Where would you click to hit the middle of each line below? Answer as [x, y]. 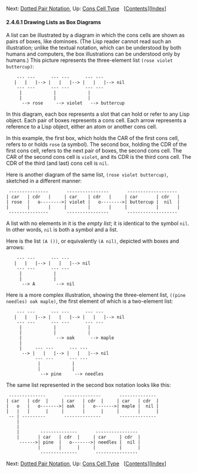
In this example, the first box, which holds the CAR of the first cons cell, [93, 138]
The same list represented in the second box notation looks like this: [89, 385]
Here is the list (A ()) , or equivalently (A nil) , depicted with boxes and [93, 241]
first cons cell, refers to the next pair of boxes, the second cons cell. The [94, 151]
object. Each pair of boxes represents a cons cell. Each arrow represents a [96, 120]
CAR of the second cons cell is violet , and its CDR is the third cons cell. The [99, 157]
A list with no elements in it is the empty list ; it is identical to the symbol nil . [98, 223]
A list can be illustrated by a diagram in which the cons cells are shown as [96, 35]
